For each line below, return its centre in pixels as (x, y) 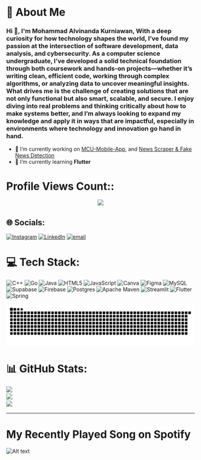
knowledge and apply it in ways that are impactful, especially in (100, 121)
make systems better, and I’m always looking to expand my (94, 113)
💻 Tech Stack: (43, 262)
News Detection (35, 156)
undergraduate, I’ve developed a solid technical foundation (94, 61)
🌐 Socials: (26, 222)
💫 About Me (36, 12)
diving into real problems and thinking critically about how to (96, 106)
